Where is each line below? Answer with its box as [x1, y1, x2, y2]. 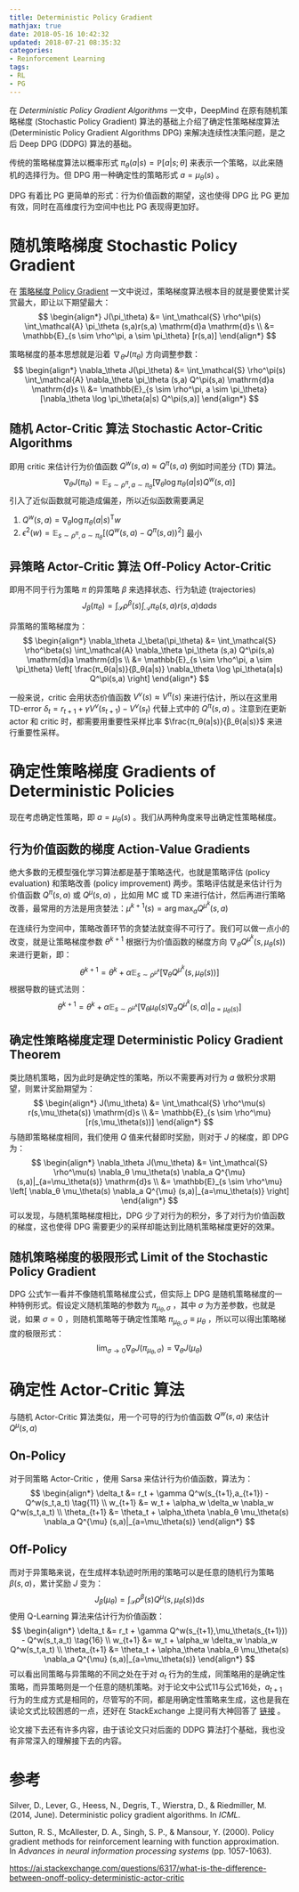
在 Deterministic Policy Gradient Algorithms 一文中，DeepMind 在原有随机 [9, 104, 280, 116]
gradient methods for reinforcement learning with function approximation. [9, 1836, 279, 1847]
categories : [9, 46, 53, 55]
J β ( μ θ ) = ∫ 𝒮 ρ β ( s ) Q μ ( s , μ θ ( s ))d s [94, 1592, 205, 1607]
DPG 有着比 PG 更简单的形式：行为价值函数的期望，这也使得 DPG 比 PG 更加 [9, 191, 290, 201]
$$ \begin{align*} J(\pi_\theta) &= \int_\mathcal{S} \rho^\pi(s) [37, 312, 262, 322]
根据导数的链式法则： [9, 984, 87, 995]
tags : [9, 63, 29, 72]
